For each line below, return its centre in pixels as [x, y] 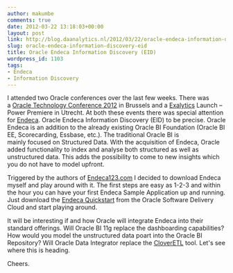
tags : [15, 65]
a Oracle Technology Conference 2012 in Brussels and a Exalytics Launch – [115, 106]
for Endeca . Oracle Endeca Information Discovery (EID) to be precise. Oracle [116, 120]
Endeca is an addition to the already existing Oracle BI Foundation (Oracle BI [116, 127]
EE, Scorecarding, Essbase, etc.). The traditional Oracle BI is [93, 135]
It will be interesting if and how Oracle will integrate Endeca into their [105, 221]
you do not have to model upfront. [56, 165]
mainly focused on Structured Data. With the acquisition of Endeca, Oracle [113, 142]
